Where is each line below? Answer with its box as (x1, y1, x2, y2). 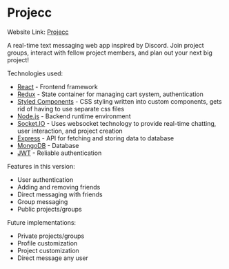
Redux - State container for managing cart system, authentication (17, 90, 203, 98)
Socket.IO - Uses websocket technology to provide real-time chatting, (17, 119, 217, 127)
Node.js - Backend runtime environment (17, 112, 131, 120)
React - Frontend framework (17, 82, 98, 91)
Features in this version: (7, 162, 75, 170)
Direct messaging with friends (17, 190, 103, 198)
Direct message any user (17, 254, 88, 262)
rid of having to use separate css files (17, 104, 125, 113)
